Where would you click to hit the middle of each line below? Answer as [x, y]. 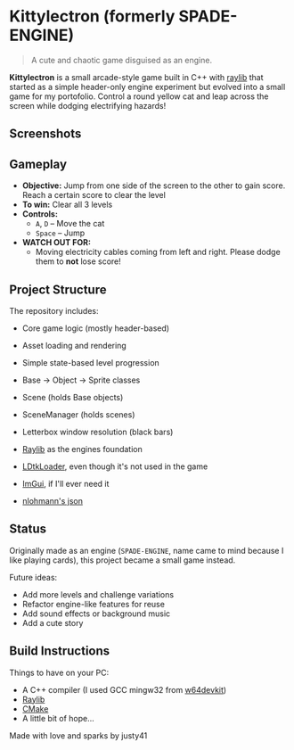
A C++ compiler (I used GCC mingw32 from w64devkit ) [124, 689]
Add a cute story [53, 622]
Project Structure [58, 289]
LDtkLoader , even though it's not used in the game [115, 466]
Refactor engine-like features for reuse [93, 604]
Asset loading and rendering [74, 345]
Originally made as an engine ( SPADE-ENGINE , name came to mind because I [147, 550]
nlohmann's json [52, 500]
